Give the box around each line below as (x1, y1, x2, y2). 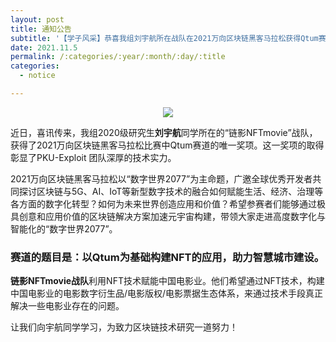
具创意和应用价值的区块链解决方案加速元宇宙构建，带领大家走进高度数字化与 (10, 210, 326, 222)
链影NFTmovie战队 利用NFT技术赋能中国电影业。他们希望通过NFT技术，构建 (10, 275, 325, 287)
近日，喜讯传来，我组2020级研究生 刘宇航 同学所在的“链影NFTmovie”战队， (10, 126, 318, 138)
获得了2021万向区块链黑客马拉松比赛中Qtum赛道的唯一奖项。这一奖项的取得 (10, 139, 325, 151)
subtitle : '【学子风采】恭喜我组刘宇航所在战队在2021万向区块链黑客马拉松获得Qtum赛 (10, 33, 327, 43)
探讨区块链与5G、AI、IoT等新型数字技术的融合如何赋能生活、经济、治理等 (18, 185, 324, 197)
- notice (19, 71, 56, 81)
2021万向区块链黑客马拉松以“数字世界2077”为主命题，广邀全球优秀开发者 (10, 172, 313, 185)
